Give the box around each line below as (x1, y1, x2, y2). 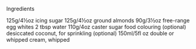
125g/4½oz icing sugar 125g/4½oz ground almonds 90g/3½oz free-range (6, 17, 190, 24)
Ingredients (6, 5, 35, 12)
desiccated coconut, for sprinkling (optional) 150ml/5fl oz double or (6, 30, 174, 37)
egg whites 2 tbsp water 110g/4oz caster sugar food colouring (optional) (6, 24, 186, 30)
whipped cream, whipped (6, 36, 70, 43)
